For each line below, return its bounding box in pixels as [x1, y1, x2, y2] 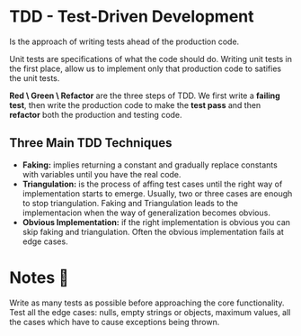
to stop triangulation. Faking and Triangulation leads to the [22, 197, 238, 208]
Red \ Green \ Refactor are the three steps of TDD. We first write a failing [9, 90, 280, 101]
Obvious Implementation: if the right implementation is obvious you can [22, 216, 290, 227]
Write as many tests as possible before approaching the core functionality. [9, 297, 285, 308]
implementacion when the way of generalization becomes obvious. [22, 207, 271, 218]
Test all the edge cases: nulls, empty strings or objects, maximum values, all [9, 306, 291, 317]
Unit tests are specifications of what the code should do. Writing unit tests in [9, 53, 293, 64]
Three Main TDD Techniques [9, 135, 173, 150]
